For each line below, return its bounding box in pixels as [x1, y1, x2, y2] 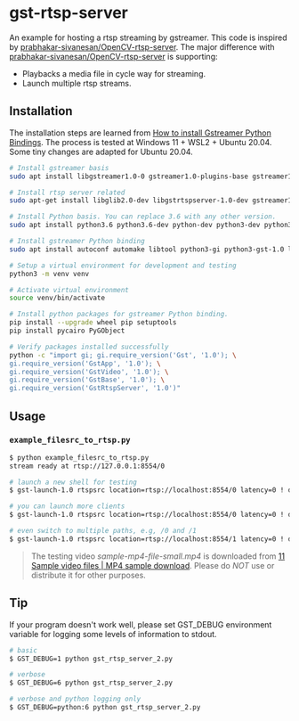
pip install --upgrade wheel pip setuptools [9, 318, 177, 327]
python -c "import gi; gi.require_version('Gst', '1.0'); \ [9, 350, 238, 359]
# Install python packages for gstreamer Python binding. [9, 310, 229, 319]
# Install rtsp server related [9, 188, 125, 197]
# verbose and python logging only [9, 694, 141, 704]
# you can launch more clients [9, 502, 125, 511]
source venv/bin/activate [9, 293, 105, 303]
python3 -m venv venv [9, 269, 90, 278]
